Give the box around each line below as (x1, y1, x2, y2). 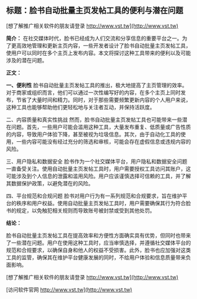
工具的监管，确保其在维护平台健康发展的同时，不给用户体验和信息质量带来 (6, 254, 186, 261)
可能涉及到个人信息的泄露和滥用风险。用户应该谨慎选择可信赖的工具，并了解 (6, 172, 191, 179)
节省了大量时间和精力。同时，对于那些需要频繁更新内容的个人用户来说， (16, 96, 191, 103)
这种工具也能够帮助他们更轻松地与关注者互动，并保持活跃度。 (6, 103, 155, 110)
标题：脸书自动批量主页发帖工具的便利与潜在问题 (6, 5, 184, 16)
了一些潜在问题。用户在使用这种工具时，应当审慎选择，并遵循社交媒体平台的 (6, 239, 191, 246)
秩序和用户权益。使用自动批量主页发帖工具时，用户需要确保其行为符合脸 (16, 199, 191, 206)
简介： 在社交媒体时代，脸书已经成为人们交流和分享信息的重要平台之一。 (6, 35, 182, 42)
